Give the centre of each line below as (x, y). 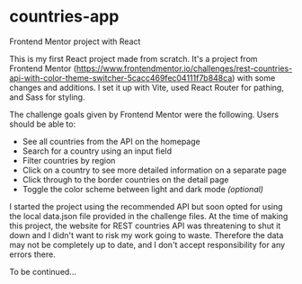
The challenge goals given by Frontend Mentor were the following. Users (144, 114)
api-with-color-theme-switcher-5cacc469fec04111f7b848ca (121, 77)
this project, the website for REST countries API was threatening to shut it (145, 226)
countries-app (64, 17)
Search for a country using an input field (97, 151)
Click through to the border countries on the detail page (125, 179)
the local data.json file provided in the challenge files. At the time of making (149, 216)
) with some (254, 77)
